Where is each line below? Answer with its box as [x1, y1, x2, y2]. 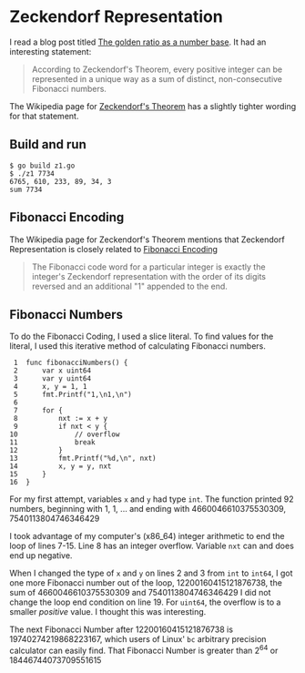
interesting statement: [9, 46, 92, 56]
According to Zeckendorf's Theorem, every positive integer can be [31, 64, 283, 75]
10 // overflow [9, 430, 120, 439]
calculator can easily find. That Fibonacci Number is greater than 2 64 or [9, 644, 279, 657]
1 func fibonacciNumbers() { [13, 358, 128, 368]
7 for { [13, 406, 64, 415]
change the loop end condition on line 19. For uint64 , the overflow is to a [9, 597, 281, 607]
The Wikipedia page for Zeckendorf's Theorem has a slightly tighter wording [9, 100, 297, 111]
